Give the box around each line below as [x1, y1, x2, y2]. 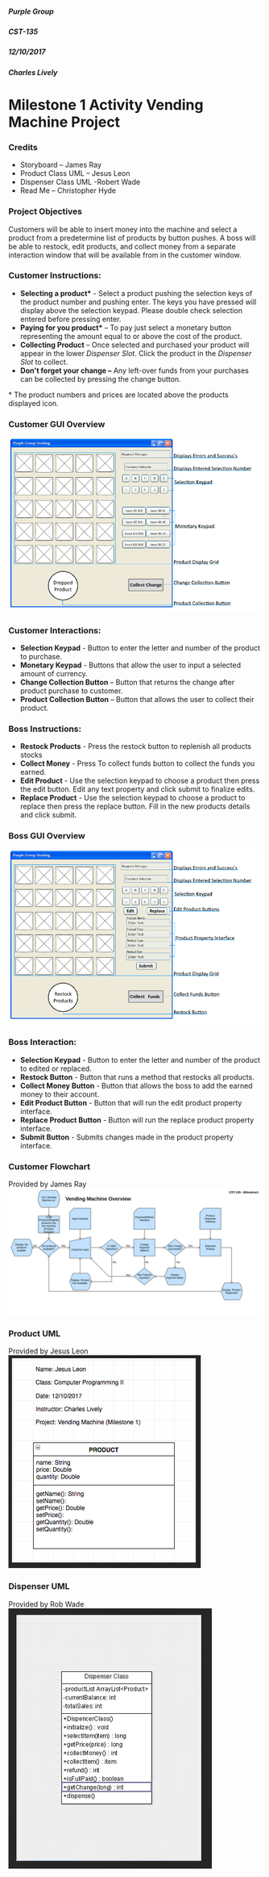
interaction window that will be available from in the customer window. [8, 250, 242, 260]
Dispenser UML [8, 1581, 70, 1592]
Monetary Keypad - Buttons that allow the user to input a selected [19, 660, 242, 670]
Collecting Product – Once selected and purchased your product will [19, 340, 250, 349]
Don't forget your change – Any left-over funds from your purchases [19, 366, 250, 375]
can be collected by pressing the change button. [19, 374, 181, 383]
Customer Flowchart [8, 1160, 91, 1172]
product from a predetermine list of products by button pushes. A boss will [8, 232, 256, 242]
